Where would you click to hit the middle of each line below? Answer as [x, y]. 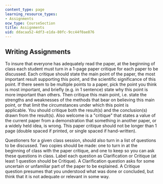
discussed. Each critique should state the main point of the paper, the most [80, 74]
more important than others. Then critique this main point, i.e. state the [76, 94]
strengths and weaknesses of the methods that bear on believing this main [80, 100]
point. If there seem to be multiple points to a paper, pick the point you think [81, 84]
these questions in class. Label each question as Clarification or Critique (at [81, 156]
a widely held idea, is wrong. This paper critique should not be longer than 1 [81, 126]
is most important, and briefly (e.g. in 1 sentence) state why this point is [77, 89]
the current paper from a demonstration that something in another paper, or [81, 120]
